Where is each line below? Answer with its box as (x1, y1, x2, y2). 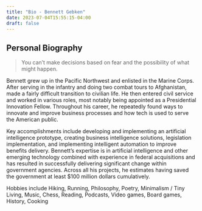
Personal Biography (6, 43, 83, 53)
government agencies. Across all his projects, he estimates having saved (6, 167, 189, 174)
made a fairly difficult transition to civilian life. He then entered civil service (6, 90, 193, 97)
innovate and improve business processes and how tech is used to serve (6, 109, 189, 117)
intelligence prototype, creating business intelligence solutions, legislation (6, 134, 192, 142)
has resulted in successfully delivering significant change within (6, 160, 167, 167)
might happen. (21, 65, 58, 73)
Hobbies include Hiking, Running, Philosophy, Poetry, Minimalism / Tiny (6, 185, 185, 192)
